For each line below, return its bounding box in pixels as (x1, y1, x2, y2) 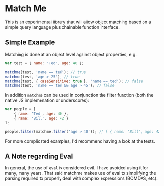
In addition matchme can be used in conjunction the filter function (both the (5, 92, 154, 98)
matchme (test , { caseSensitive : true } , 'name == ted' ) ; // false (5, 79, 143, 83)
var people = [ (5, 107, 36, 112)
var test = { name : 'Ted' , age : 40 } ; (5, 61, 84, 66)
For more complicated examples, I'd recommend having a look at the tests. (5, 138, 155, 144)
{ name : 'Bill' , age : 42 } (14, 116, 69, 121)
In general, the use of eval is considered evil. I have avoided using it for (5, 165, 149, 171)
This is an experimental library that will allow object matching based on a (5, 19, 151, 25)
